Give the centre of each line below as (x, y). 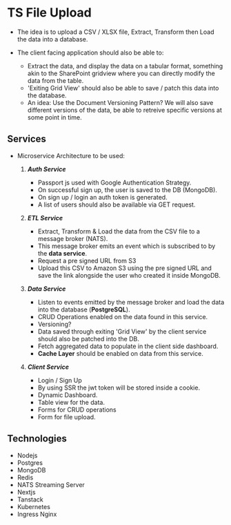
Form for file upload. (67, 417)
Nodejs (27, 455)
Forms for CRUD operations (77, 410)
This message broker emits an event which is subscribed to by (127, 246)
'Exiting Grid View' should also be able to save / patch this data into (123, 88)
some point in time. (54, 117)
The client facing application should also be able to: (90, 52)
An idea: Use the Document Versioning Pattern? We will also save (120, 102)
